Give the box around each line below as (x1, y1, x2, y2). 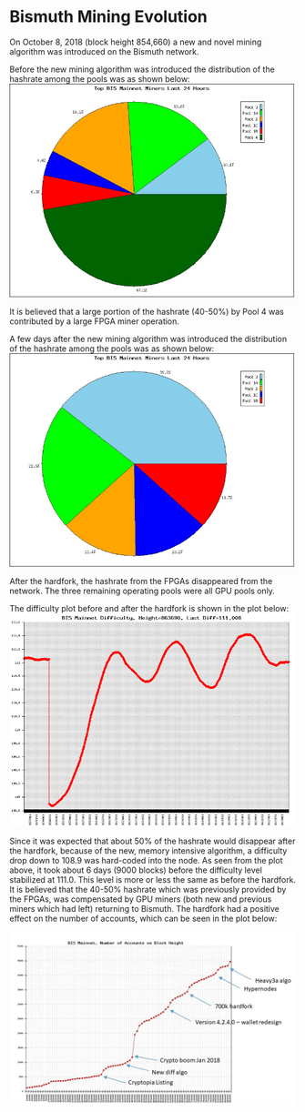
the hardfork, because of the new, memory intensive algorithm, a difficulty (9, 844, 288, 856)
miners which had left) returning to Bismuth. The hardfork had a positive (9, 903, 280, 914)
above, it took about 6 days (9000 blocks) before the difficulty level (9, 864, 262, 875)
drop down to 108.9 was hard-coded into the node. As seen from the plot (9, 854, 283, 865)
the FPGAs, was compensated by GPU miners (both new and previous (9, 894, 272, 905)
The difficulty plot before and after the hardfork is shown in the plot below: (9, 602, 290, 613)
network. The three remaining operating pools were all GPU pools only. (9, 585, 276, 596)
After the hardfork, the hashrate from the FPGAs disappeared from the (9, 575, 273, 586)
